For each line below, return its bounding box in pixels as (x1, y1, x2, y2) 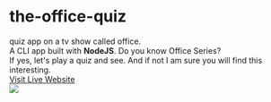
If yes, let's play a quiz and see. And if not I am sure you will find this (9, 55, 263, 65)
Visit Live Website (9, 73, 75, 84)
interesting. (9, 64, 51, 75)
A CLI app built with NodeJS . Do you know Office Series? (9, 45, 222, 55)
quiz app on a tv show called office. (9, 36, 142, 47)
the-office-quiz (9, 6, 127, 27)
